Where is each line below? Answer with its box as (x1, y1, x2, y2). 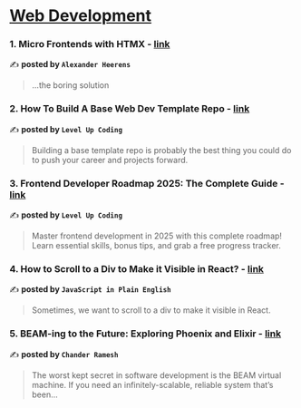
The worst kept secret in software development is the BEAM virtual (31, 369, 282, 381)
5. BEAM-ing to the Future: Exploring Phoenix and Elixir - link (9, 327, 282, 340)
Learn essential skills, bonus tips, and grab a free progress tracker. (31, 240, 281, 251)
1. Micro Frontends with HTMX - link (9, 38, 170, 51)
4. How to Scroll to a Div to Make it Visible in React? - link (9, 263, 265, 275)
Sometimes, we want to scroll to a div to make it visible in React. (31, 305, 271, 316)
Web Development (9, 5, 152, 26)
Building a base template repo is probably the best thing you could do (31, 144, 292, 155)
